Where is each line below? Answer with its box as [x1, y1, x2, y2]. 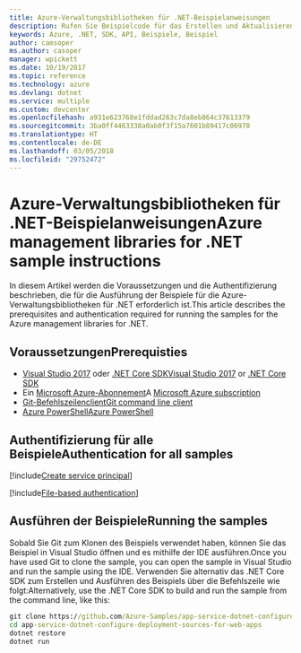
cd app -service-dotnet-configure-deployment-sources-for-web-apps [9, 620, 262, 629]
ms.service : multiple [9, 96, 90, 106]
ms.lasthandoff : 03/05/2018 [9, 146, 115, 155]
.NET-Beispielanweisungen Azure [9, 213, 262, 233]
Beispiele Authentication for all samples [9, 446, 234, 462]
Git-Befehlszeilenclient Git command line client [21, 396, 193, 408]
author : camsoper [9, 38, 74, 48]
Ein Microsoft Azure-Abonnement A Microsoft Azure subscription [21, 387, 262, 398]
